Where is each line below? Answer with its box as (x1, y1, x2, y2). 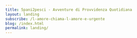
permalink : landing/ (5, 26, 49, 31)
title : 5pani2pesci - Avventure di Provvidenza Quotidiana (5, 7, 132, 12)
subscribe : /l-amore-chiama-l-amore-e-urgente (5, 16, 105, 21)
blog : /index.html (5, 21, 44, 26)
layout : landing (5, 12, 39, 17)
